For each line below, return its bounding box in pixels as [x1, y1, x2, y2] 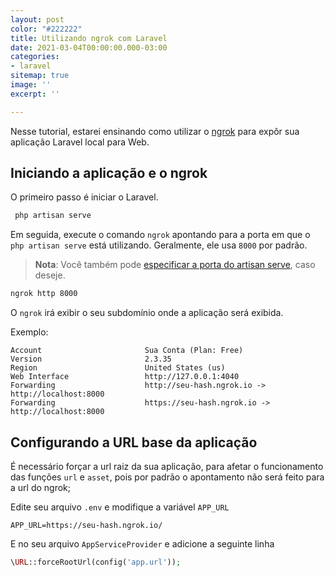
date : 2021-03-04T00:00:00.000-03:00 [10, 42, 168, 53]
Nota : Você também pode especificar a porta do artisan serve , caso [34, 259, 316, 271]
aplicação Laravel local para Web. [10, 136, 150, 148]
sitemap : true [10, 71, 70, 81]
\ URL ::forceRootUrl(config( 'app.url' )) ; [10, 557, 182, 567]
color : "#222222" [10, 24, 83, 34]
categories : [10, 52, 60, 62]
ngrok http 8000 [10, 289, 78, 299]
